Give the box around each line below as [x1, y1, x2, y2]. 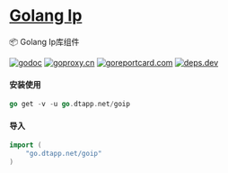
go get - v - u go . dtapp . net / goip [9, 100, 130, 109]
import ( [9, 141, 42, 150]
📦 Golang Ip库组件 [9, 36, 80, 47]
